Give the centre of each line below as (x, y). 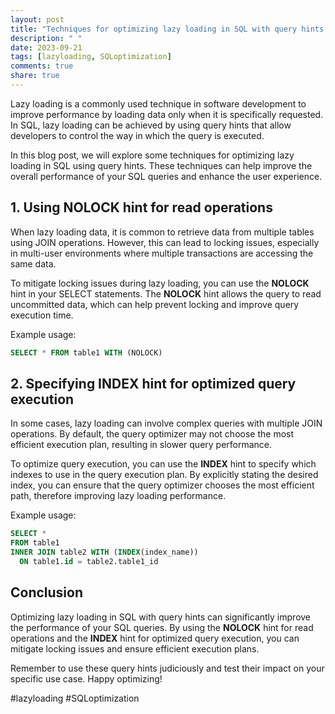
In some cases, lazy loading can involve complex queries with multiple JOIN (166, 423)
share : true (35, 76)
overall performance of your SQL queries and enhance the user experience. (166, 176)
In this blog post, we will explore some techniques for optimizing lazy (152, 155)
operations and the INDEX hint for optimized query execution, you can (155, 638)
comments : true (42, 66)
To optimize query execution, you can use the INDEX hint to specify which (163, 464)
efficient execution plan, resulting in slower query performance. (141, 445)
